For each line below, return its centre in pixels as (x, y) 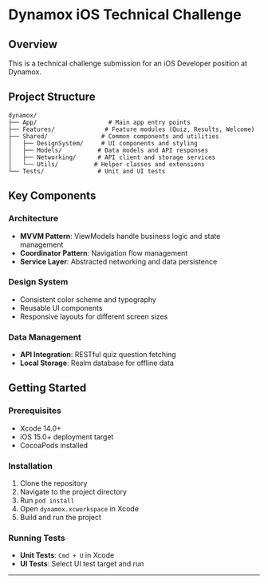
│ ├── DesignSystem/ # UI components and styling (103, 143)
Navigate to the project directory (73, 492)
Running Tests (37, 538)
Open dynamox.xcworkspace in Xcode (79, 509)
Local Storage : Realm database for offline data (97, 363)
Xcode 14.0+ (41, 428)
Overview (33, 44)
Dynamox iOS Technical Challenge (125, 15)
